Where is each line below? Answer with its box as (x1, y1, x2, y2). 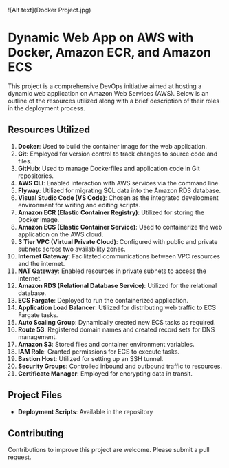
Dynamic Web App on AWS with (8, 30, 194, 45)
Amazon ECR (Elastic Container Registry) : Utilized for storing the (17, 208, 205, 216)
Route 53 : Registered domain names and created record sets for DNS (17, 325, 215, 334)
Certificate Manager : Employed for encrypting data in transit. (17, 369, 193, 378)
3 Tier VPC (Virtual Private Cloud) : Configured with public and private (17, 237, 218, 245)
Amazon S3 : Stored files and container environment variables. (17, 340, 195, 348)
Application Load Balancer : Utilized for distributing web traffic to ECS (17, 303, 216, 312)
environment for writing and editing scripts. (17, 201, 140, 209)
